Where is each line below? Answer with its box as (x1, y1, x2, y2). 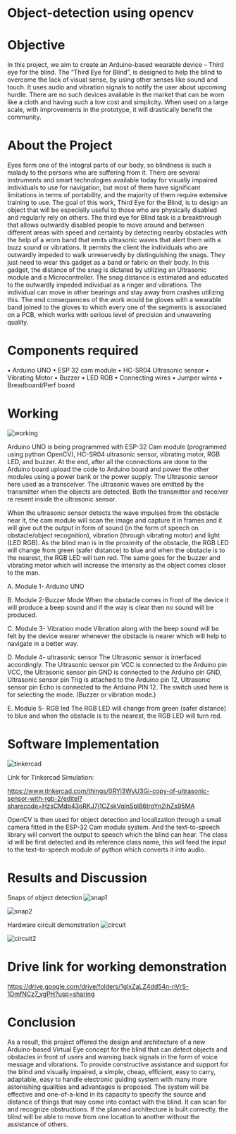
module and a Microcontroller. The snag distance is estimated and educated (7, 273, 228, 282)
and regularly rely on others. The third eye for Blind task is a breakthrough (7, 213, 222, 222)
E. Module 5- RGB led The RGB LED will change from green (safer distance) (7, 704, 227, 712)
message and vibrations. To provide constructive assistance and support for (7, 1060, 229, 1068)
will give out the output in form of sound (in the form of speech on (7, 523, 199, 532)
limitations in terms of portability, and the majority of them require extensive (7, 191, 228, 199)
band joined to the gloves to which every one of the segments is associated (7, 303, 227, 311)
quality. (7, 318, 29, 327)
